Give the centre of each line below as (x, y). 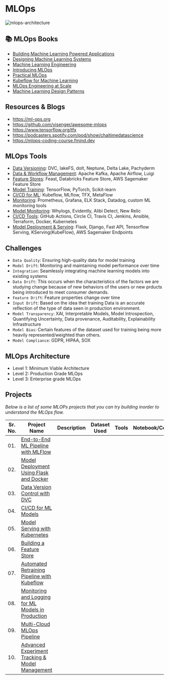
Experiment (34, 651)
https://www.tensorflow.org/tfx (45, 130)
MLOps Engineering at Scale (42, 85)
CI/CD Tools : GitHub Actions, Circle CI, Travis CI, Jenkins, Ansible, (81, 216)
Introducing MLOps (32, 70)
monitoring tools (29, 206)
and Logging (36, 597)
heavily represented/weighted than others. (57, 335)
